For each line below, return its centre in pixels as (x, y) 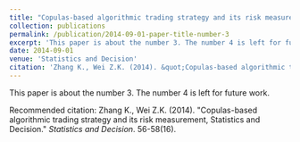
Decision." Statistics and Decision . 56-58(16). (93, 129)
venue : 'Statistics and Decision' (74, 59)
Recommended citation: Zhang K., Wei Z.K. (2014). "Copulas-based (133, 110)
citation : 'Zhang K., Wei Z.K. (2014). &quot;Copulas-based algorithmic (147, 68)
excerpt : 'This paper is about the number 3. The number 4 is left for (145, 42)
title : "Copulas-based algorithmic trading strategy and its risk (135, 17)
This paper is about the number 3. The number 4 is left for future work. (140, 92)
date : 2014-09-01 (42, 51)
